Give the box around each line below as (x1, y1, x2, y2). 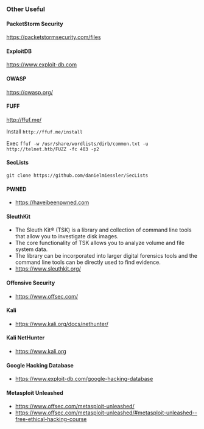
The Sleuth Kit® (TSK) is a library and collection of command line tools (15, 226, 192, 233)
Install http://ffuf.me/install (6, 127, 83, 135)
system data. (15, 246, 48, 253)
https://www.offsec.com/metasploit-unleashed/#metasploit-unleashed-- (15, 409, 198, 416)
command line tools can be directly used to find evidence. (15, 258, 161, 266)
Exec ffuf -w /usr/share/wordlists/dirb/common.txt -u (6, 140, 149, 147)
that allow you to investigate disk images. (15, 233, 119, 240)
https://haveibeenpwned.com (15, 199, 90, 206)
